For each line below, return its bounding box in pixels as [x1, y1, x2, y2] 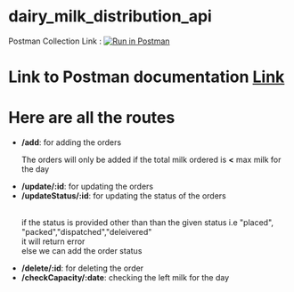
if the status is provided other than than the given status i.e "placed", [20, 217, 274, 228]
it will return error [20, 236, 86, 247]
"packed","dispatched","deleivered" [20, 227, 152, 238]
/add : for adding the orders [20, 137, 122, 148]
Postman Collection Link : [8, 36, 102, 46]
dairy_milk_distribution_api [8, 6, 213, 27]
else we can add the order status [20, 246, 143, 256]
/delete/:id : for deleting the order [20, 263, 144, 273]
